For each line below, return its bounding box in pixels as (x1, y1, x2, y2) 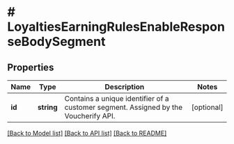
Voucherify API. (64, 111, 116, 120)
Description (104, 82, 145, 91)
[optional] (191, 102, 224, 112)
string (37, 102, 58, 112)
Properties (7, 61, 54, 73)
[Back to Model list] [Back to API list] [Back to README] (7, 129, 167, 137)
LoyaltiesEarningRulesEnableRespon (7, 19, 225, 35)
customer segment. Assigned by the (64, 102, 183, 112)
